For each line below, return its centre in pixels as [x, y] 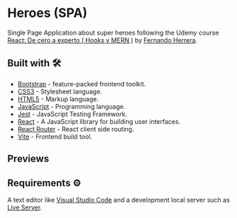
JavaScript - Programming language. [71, 106]
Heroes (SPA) [47, 13]
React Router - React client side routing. [76, 129]
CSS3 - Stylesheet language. [60, 91]
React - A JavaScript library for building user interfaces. [99, 121]
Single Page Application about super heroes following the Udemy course [113, 33]
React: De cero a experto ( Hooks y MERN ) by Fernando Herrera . [103, 40]
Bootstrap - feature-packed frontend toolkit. [82, 84]
